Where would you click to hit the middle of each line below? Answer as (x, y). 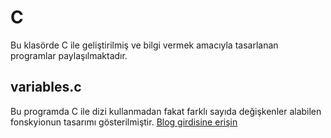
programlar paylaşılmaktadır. (69, 55)
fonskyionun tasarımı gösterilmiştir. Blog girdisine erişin (124, 122)
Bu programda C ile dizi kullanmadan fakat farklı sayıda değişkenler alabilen (166, 111)
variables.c (46, 87)
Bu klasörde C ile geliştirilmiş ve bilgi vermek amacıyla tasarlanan (144, 45)
